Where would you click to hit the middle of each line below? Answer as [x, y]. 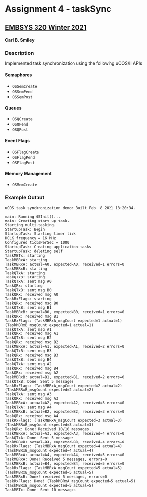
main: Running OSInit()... [33, 217]
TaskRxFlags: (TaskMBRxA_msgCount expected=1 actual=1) [64, 321]
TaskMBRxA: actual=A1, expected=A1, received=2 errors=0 [65, 346]
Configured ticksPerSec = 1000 [37, 242]
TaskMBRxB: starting [26, 269]
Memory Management [28, 173]
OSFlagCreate [26, 152]
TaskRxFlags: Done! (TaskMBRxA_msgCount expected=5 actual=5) [70, 481]
